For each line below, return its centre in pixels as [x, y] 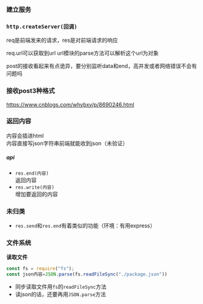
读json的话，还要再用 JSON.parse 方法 [60, 294]
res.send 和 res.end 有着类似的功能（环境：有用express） [85, 226]
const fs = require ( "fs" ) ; [40, 269]
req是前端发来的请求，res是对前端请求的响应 [62, 40]
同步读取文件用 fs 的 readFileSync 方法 [61, 287]
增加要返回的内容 [36, 194]
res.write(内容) [35, 187]
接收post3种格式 [31, 91]
